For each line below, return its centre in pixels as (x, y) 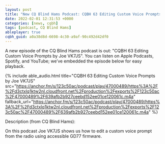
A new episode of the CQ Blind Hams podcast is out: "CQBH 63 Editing (77, 51)
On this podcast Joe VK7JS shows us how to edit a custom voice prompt (79, 131)
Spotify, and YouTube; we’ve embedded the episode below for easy (74, 61)
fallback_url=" (19, 102)
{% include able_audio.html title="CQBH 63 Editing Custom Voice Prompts (80, 76)
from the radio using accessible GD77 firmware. (54, 136)
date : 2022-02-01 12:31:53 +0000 (39, 19)
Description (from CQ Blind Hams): (40, 121)
